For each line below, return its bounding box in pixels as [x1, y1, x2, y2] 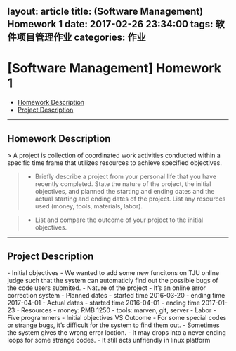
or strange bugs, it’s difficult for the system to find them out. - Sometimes [7, 321, 220, 329]
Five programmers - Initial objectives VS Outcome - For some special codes [7, 313, 227, 322]
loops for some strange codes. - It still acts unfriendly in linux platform [7, 336, 211, 344]
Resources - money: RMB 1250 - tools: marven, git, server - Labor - [20, 305, 216, 314]
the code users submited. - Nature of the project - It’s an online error [7, 284, 206, 292]
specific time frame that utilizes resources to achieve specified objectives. [7, 159, 223, 167]
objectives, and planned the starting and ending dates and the [34, 187, 215, 196]
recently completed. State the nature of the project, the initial [34, 180, 211, 188]
